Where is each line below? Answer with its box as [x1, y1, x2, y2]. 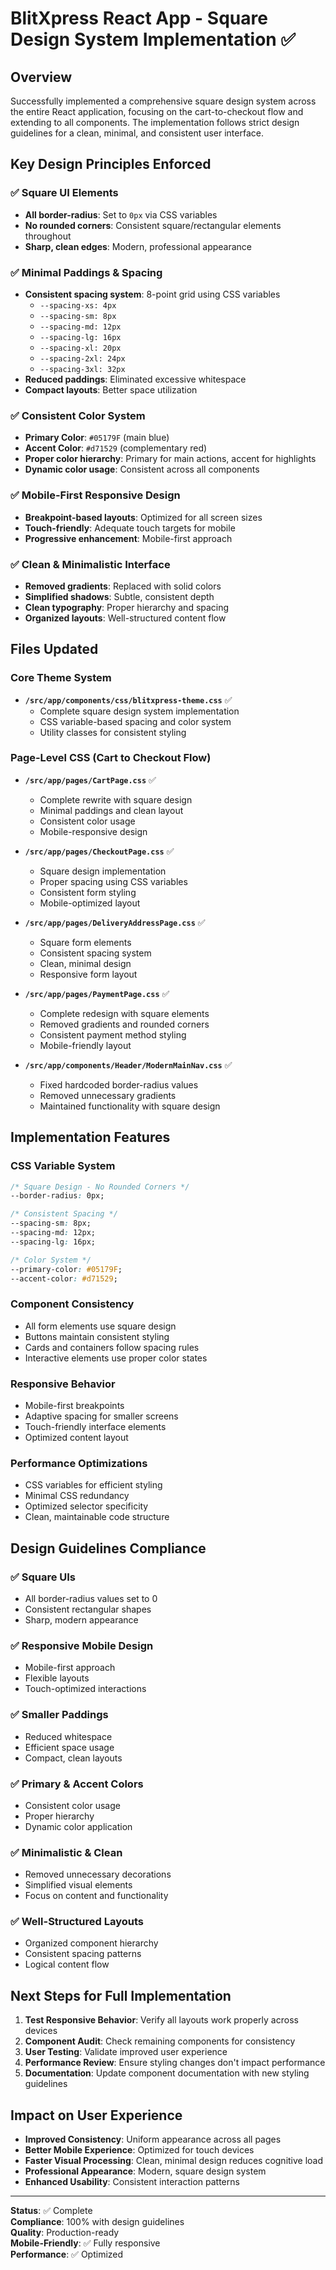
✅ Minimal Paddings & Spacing [10, 265, 163, 279]
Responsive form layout [39, 968, 138, 980]
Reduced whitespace [24, 1730, 113, 1742]
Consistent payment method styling [39, 1028, 187, 1041]
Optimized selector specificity [24, 1500, 149, 1512]
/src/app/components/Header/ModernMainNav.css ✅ [24, 1058, 233, 1071]
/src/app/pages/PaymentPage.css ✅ [24, 987, 170, 999]
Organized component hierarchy [24, 1937, 159, 1949]
